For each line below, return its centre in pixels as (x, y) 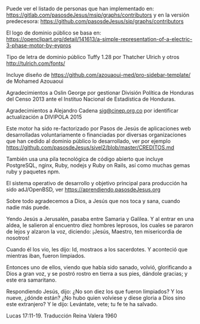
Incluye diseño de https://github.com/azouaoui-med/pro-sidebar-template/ (99, 75)
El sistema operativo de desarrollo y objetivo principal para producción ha (97, 183)
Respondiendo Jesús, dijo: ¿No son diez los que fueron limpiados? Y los (95, 292)
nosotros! (18, 238)
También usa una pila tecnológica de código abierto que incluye (85, 159)
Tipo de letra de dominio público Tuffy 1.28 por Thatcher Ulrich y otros (93, 57)
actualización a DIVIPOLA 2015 (44, 117)
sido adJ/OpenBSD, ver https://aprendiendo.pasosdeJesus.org (84, 189)
